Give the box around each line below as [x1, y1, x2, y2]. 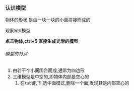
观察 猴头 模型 [5, 28, 31, 34]
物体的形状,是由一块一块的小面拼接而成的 [5, 17, 91, 23]
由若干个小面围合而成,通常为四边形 [12, 67, 85, 73]
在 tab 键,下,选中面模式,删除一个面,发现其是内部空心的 [20, 79, 129, 86]
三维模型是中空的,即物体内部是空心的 [12, 73, 89, 79]
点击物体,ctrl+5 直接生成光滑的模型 [5, 38, 79, 44]
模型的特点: [5, 50, 29, 56]
